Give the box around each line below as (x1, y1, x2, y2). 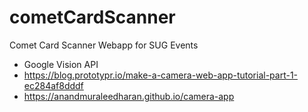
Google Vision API (23, 58, 99, 70)
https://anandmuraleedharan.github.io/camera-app (23, 90, 235, 102)
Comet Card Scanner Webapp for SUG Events (9, 39, 199, 51)
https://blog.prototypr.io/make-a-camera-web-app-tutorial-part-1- (23, 69, 299, 81)
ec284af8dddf (23, 79, 84, 91)
